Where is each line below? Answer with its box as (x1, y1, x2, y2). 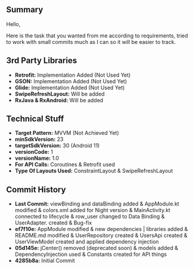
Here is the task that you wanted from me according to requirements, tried (6, 32, 189, 39)
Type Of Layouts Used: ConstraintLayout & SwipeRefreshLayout (14, 167, 173, 175)
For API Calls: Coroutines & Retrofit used (14, 161, 115, 168)
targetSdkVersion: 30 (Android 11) (14, 142, 100, 149)
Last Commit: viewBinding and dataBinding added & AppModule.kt (14, 200, 180, 207)
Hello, (6, 20, 21, 27)
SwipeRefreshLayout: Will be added (14, 90, 105, 97)
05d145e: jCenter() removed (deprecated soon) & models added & (14, 245, 179, 252)
